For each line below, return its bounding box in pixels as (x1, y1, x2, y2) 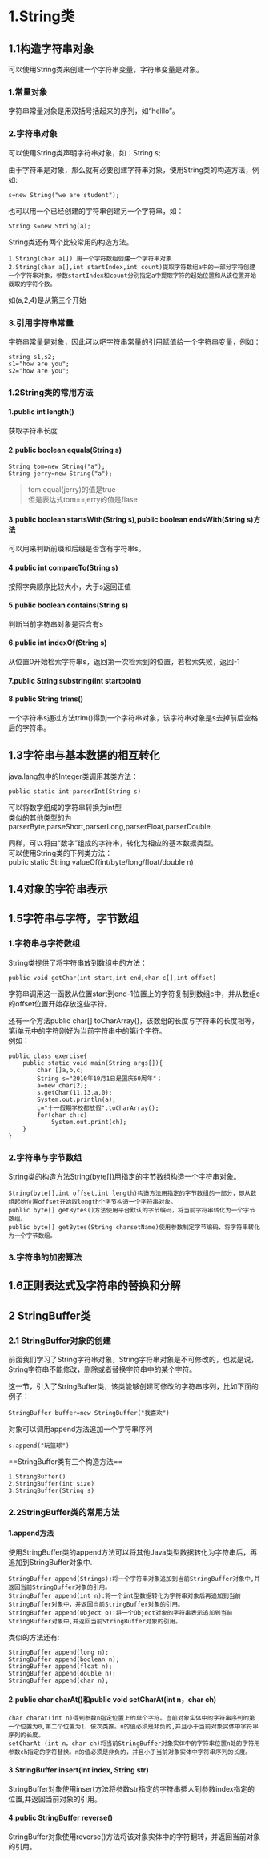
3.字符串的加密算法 (8, 1252, 82, 1263)
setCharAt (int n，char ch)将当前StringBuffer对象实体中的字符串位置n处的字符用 (8, 1740, 260, 1748)
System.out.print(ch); (50, 1118, 127, 1126)
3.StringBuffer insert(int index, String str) (8, 1764, 150, 1775)
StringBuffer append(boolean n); (8, 1655, 120, 1663)
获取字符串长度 (8, 426, 58, 436)
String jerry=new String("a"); (8, 470, 113, 478)
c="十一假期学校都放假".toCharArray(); (37, 1103, 159, 1112)
